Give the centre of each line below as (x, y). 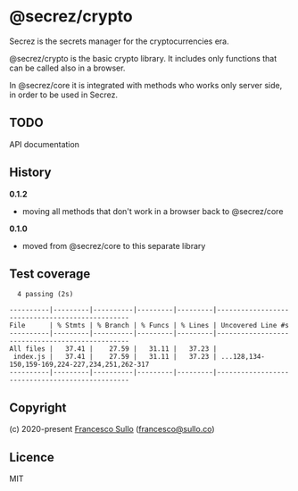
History (30, 173)
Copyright (38, 408)
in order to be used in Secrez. (64, 95)
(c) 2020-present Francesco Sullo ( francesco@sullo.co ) (112, 429)
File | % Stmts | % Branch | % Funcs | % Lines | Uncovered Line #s (149, 326)
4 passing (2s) (46, 295)
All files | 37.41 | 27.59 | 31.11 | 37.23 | (113, 349)
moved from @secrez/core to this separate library (114, 245)
